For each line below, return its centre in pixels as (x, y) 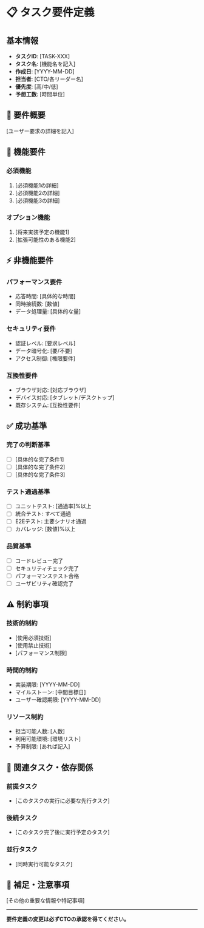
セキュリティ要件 (31, 329)
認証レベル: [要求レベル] (45, 343)
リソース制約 (25, 717)
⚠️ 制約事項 (27, 605)
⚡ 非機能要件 (30, 261)
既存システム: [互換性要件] (48, 405)
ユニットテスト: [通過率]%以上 (53, 506)
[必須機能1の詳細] (37, 185)
